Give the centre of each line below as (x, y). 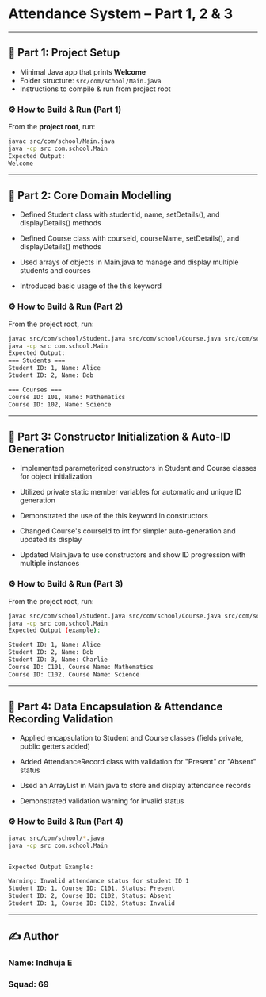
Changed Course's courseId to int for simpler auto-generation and (127, 531)
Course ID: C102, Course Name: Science (74, 674)
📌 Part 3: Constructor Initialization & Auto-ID (120, 436)
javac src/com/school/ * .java (56, 838)
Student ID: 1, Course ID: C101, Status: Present (92, 889)
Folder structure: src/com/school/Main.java (90, 80)
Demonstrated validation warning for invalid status (102, 801)
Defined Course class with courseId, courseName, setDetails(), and (129, 238)
